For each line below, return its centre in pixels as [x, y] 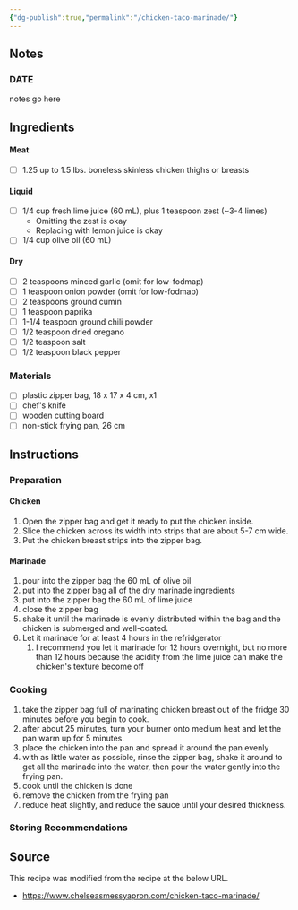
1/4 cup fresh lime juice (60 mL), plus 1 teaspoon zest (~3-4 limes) [145, 211]
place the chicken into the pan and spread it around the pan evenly [145, 747]
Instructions [44, 454]
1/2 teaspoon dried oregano [73, 332]
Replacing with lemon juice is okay [99, 230]
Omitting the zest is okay [81, 221]
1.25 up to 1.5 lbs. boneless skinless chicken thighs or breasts [136, 169]
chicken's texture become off [90, 667]
